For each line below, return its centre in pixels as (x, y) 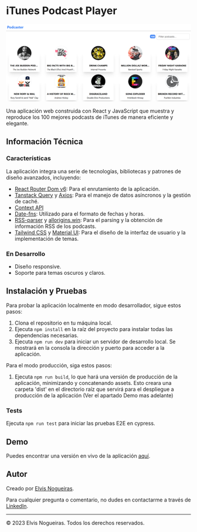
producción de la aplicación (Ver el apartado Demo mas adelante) (94, 395)
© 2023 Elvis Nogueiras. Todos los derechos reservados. (75, 523)
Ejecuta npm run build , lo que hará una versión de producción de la (96, 377)
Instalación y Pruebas (47, 291)
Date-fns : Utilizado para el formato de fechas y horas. (80, 214)
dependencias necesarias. (47, 335)
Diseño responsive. (38, 267)
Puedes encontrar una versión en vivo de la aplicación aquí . (78, 456)
